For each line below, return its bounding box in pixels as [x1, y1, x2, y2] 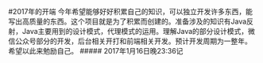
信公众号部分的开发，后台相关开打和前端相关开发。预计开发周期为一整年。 [8, 36, 252, 46]
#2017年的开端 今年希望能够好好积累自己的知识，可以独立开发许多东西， [8, 7, 246, 16]
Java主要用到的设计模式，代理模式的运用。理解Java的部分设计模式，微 [21, 27, 256, 35]
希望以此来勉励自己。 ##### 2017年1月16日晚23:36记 [8, 46, 184, 55]
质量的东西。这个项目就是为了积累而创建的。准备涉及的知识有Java [29, 17, 247, 26]
